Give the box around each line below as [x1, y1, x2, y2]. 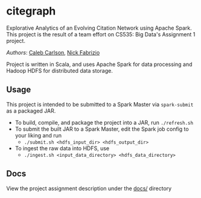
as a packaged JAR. [6, 107, 56, 114]
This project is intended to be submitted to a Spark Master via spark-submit [6, 101, 194, 108]
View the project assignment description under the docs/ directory [6, 185, 172, 192]
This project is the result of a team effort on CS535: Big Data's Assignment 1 [6, 30, 196, 38]
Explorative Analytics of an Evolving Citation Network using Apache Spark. [6, 24, 192, 31]
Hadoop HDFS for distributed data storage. [6, 67, 113, 74]
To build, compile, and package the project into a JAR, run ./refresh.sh [14, 119, 194, 126]
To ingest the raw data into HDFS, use [14, 144, 110, 152]
